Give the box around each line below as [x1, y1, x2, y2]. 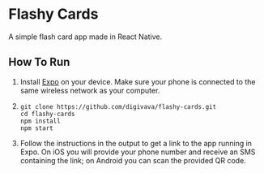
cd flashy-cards [19, 110, 75, 118]
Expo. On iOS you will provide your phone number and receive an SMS [19, 147, 256, 157]
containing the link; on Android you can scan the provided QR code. [19, 155, 247, 165]
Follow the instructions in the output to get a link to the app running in [19, 138, 253, 148]
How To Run [8, 55, 70, 69]
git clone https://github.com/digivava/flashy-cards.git [19, 102, 217, 110]
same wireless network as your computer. [19, 85, 160, 95]
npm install [19, 117, 61, 125]
